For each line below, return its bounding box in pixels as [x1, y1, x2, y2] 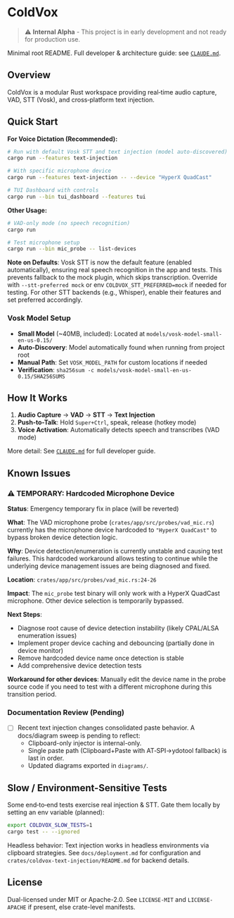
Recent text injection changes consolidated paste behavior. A [17, 723, 195, 732]
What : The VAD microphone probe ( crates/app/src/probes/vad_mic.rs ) [7, 518, 214, 527]
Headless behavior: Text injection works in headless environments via [7, 841, 209, 850]
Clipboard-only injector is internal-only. [27, 739, 142, 747]
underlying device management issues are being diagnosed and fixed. [7, 562, 211, 570]
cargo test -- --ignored [7, 828, 80, 836]
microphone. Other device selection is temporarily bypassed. [7, 596, 184, 605]
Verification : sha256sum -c [17, 365, 95, 374]
